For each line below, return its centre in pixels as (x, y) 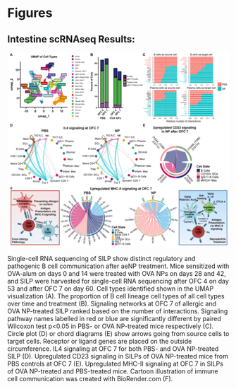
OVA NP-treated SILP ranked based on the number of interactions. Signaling (118, 311)
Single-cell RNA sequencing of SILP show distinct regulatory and (101, 259)
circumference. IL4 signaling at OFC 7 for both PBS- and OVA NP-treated (113, 349)
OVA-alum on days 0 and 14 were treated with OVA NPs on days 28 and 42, (117, 273)
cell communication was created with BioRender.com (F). (90, 379)
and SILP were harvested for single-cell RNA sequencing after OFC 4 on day (118, 281)
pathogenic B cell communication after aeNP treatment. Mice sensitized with (118, 266)
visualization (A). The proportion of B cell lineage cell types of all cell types (116, 296)
